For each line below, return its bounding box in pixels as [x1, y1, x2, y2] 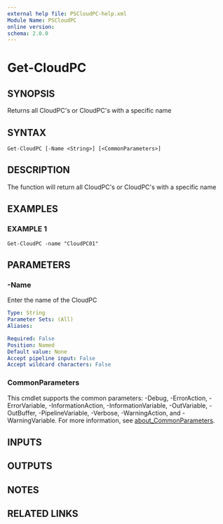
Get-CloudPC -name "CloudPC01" [7, 240, 99, 247]
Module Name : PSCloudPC [7, 17, 77, 24]
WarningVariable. [7, 416, 58, 425]
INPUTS [7, 436, 42, 448]
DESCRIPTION [7, 164, 70, 176]
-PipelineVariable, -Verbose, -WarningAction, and [38, 408, 181, 417]
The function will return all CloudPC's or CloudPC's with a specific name [7, 183, 217, 191]
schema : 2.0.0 [7, 29, 49, 37]
